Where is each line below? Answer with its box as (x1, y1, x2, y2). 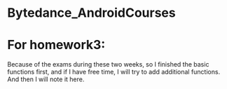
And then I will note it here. (7, 75, 85, 83)
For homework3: (7, 37, 106, 53)
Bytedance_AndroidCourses (7, 5, 177, 21)
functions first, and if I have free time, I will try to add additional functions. (7, 68, 221, 76)
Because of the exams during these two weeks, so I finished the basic (7, 60, 209, 69)
